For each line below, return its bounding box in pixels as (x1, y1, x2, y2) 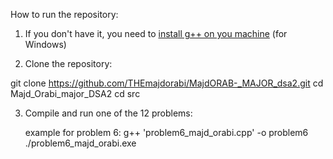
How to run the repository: (10, 9, 119, 20)
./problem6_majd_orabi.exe (24, 137, 137, 149)
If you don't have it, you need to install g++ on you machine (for (24, 28, 288, 39)
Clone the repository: (24, 58, 113, 69)
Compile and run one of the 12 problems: (24, 107, 193, 119)
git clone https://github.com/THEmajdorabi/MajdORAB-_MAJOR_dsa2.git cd (10, 77, 324, 89)
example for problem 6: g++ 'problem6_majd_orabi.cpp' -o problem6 (24, 127, 309, 138)
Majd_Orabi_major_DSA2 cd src (10, 88, 141, 99)
